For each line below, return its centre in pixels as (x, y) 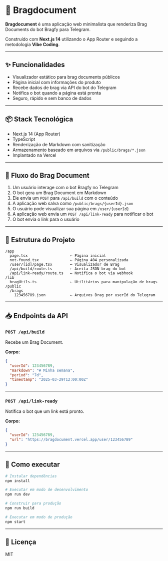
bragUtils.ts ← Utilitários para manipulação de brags (83, 282)
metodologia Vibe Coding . (32, 44)
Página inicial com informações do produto (56, 82)
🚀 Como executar (32, 465)
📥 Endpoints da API (37, 316)
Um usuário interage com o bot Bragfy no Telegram (65, 188)
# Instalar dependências (31, 476)
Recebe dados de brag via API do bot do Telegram (64, 88)
